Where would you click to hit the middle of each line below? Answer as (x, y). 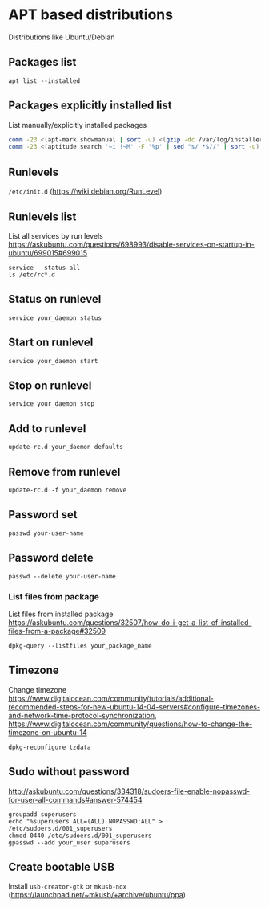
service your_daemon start (53, 361)
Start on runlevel (51, 343)
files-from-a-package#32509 (57, 631)
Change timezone (37, 689)
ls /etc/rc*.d (32, 275)
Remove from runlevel (64, 472)
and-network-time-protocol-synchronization (81, 715)
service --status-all (44, 268)
